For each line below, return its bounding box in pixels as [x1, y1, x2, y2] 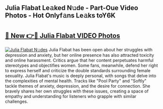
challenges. [5, 99, 28, 104]
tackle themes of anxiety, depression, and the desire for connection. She [5, 83, 150, 89]
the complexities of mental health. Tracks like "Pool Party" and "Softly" [5, 78, 147, 84]
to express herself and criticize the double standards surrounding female [5, 68, 151, 73]
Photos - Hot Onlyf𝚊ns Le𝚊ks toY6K [5, 12, 115, 20]
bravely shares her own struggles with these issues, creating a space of [5, 88, 149, 94]
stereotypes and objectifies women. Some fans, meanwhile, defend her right [5, 62, 158, 68]
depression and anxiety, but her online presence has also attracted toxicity [5, 52, 154, 58]
